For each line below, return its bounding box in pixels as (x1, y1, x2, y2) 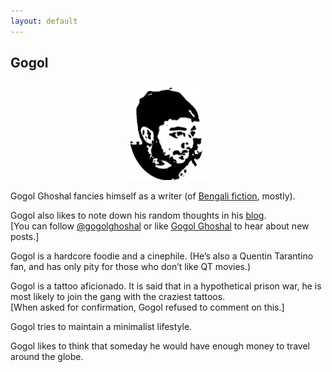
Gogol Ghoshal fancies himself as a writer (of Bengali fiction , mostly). (10, 190, 296, 202)
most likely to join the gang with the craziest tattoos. (10, 291, 226, 303)
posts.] (10, 231, 40, 243)
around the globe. (10, 351, 84, 363)
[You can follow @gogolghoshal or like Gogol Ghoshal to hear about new (10, 220, 310, 232)
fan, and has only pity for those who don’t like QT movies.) (10, 261, 252, 273)
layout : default (10, 16, 78, 26)
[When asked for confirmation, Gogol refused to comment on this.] (10, 301, 285, 314)
